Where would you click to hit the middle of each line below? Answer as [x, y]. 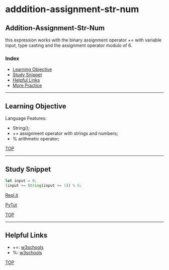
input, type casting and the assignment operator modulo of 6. [69, 45]
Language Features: [26, 118]
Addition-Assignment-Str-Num [55, 28]
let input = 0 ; [21, 181]
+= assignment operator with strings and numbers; [65, 133]
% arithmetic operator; [36, 139]
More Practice [27, 86]
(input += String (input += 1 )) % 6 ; [44, 185]
